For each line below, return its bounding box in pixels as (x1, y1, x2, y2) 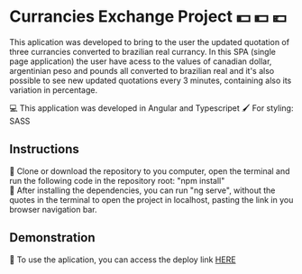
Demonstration (9, 230, 96, 245)
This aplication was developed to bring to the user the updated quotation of (9, 36, 290, 47)
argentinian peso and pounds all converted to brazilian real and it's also (9, 65, 275, 76)
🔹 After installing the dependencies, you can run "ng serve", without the (9, 185, 276, 196)
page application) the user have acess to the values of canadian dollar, (9, 56, 272, 67)
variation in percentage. (9, 84, 97, 96)
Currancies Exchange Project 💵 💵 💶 (9, 6, 287, 27)
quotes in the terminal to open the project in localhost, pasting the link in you (9, 194, 294, 205)
